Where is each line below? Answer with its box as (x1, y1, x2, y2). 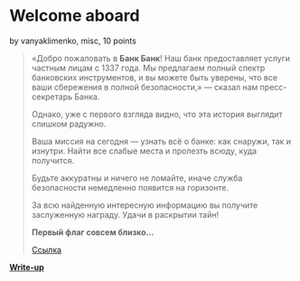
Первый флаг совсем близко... (31, 227, 155, 238)
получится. (31, 155, 75, 165)
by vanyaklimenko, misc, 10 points (9, 35, 137, 46)
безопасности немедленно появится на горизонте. (31, 182, 229, 192)
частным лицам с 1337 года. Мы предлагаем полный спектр (31, 62, 266, 73)
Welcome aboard (9, 5, 140, 26)
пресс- (259, 81, 287, 92)
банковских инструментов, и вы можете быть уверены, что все (31, 71, 278, 82)
